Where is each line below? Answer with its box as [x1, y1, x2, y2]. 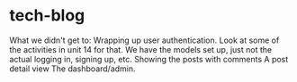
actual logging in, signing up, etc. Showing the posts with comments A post [9, 53, 289, 64]
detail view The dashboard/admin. [9, 63, 137, 74]
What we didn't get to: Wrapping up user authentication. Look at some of [9, 35, 280, 45]
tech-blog [9, 5, 85, 26]
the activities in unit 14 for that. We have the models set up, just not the [9, 44, 273, 54]
